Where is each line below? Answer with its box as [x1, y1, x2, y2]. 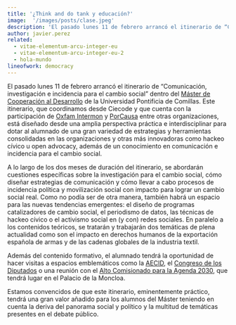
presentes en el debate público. [7, 310, 99, 318]
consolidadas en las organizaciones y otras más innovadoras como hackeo [7, 134, 225, 143]
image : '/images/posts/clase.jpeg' [7, 17, 114, 24]
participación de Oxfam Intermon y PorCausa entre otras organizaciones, [7, 112, 219, 120]
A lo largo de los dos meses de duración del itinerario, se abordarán [7, 162, 204, 171]
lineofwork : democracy [7, 63, 74, 70]
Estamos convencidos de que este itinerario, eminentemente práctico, [7, 287, 210, 295]
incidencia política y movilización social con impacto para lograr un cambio [7, 185, 225, 193]
